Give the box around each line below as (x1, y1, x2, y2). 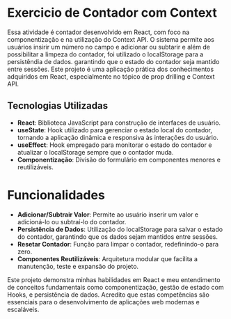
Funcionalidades (7, 187, 106, 203)
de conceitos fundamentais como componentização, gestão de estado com (7, 283, 224, 291)
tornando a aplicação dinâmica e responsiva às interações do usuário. (17, 133, 219, 141)
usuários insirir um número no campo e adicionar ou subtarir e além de (7, 42, 211, 51)
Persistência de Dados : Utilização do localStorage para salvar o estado (17, 225, 223, 233)
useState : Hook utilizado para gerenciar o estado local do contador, (17, 125, 213, 134)
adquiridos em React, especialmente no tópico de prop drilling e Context (7, 72, 215, 81)
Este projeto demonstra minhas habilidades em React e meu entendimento (7, 275, 221, 283)
